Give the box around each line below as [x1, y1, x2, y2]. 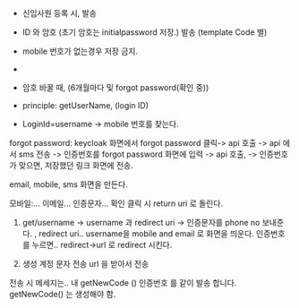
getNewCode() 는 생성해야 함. [9, 289, 116, 299]
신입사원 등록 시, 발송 [21, 8, 97, 18]
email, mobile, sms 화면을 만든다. [9, 179, 128, 190]
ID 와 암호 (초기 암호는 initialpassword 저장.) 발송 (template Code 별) [21, 27, 268, 38]
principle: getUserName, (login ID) [21, 100, 149, 110]
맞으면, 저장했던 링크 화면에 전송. [18, 160, 133, 170]
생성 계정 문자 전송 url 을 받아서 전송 [21, 259, 149, 269]
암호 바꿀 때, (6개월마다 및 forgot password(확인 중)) [21, 82, 209, 92]
